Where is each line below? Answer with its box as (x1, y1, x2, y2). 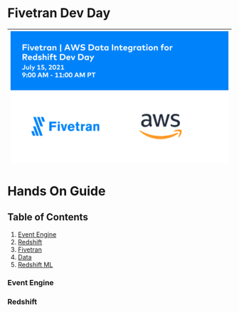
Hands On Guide (7, 183, 106, 199)
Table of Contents (7, 211, 89, 223)
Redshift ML (17, 260, 53, 269)
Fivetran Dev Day (7, 5, 111, 21)
